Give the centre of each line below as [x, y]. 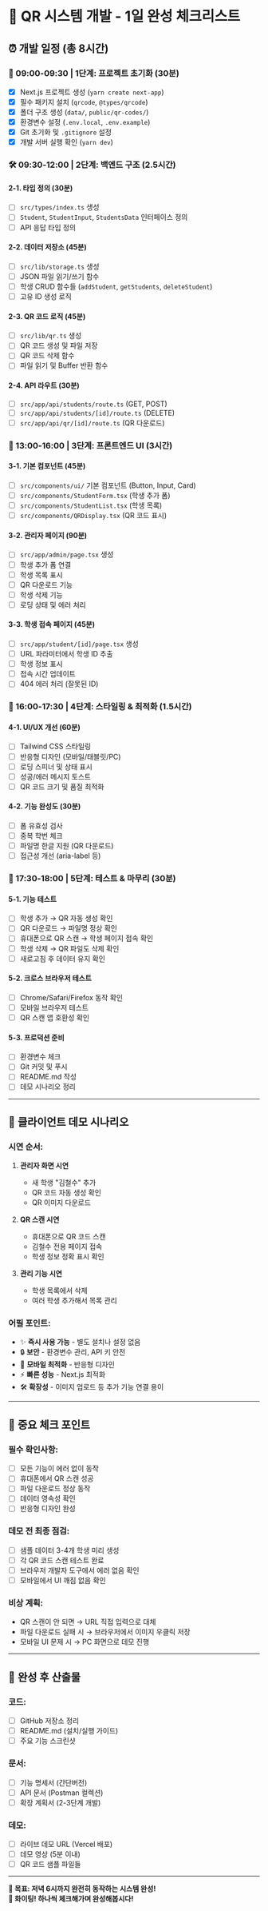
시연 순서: [26, 1147]
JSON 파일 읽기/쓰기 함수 [59, 276]
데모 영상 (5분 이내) [50, 1854]
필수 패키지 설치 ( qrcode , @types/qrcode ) [84, 102]
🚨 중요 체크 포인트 [49, 1424]
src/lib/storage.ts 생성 [59, 266]
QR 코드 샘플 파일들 [50, 1865]
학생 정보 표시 [41, 664]
